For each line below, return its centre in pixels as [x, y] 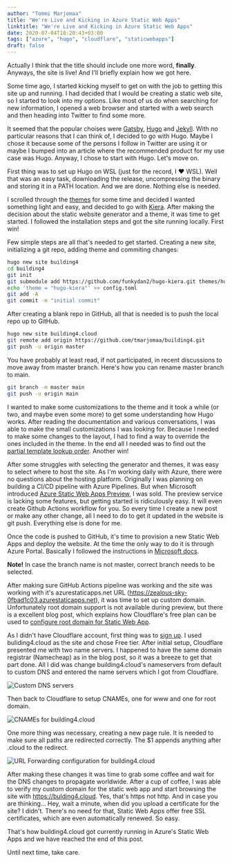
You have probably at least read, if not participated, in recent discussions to [115, 360]
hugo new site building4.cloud [52, 334]
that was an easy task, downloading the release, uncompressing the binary [114, 179]
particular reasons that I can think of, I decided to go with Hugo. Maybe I [110, 136]
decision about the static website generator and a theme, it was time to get [114, 214]
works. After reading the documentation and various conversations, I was [112, 421]
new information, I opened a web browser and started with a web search [110, 108]
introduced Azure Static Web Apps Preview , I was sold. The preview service [115, 494]
